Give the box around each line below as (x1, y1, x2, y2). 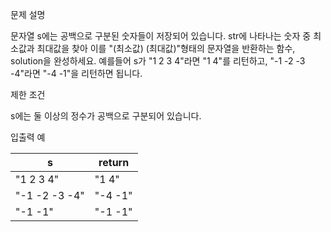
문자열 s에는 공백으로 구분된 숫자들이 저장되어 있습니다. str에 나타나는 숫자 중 (10, 30, 312, 42)
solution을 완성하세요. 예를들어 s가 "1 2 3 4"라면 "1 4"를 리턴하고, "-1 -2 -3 (10, 55, 306, 67)
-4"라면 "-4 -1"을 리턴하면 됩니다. (10, 68, 143, 79)
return (98, 156, 130, 169)
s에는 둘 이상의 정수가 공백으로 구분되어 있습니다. (10, 110, 202, 122)
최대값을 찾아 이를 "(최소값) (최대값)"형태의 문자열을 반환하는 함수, (36, 43, 296, 54)
